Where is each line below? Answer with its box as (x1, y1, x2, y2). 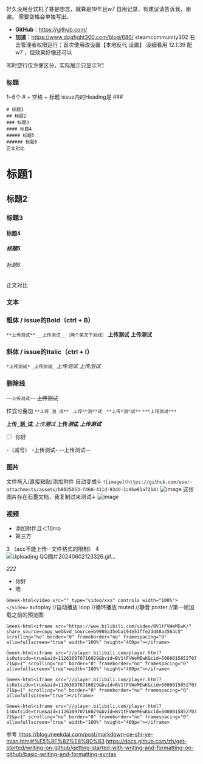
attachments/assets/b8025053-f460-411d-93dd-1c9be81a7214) (6, 487, 159, 493)
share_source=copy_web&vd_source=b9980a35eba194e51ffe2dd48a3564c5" (6, 629, 184, 635)
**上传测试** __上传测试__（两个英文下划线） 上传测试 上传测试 (6, 331, 153, 338)
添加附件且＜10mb (15, 525, 61, 532)
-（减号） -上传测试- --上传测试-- (6, 446, 91, 453)
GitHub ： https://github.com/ (15, 26, 88, 33)
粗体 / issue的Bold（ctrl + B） (6, 316, 94, 324)
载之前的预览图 (6, 611, 44, 618)
